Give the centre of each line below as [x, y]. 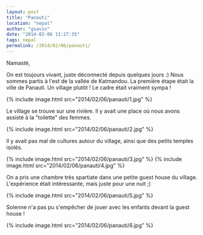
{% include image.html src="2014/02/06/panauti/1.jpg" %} [79, 99]
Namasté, [18, 63]
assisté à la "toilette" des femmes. [49, 117]
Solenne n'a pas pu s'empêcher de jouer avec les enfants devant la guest [98, 207]
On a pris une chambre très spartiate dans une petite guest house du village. [102, 177]
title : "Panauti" [28, 18]
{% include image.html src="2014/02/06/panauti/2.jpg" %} [80, 129]
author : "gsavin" [28, 29]
